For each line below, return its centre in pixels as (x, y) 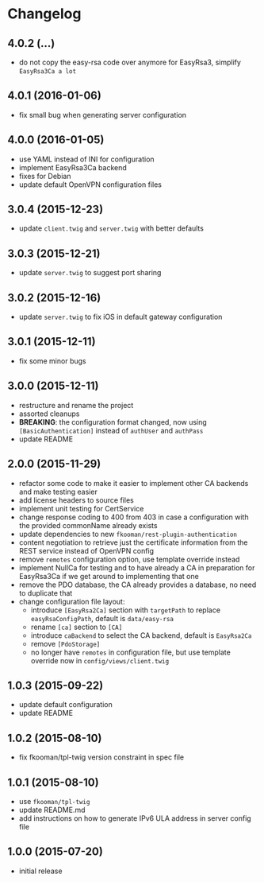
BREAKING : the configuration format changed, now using (113, 422)
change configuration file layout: (72, 601)
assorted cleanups (49, 414)
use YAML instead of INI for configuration (87, 159)
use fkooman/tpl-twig (54, 801)
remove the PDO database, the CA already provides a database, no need (138, 585)
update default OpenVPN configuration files (90, 185)
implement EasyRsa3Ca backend (73, 167)
